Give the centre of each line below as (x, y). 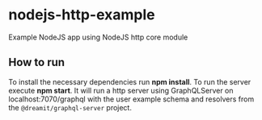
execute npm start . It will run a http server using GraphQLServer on (121, 90)
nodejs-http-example (82, 15)
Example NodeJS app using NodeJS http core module (98, 37)
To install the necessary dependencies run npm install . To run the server (130, 81)
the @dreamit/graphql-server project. (70, 107)
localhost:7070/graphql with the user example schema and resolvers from (131, 99)
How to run (37, 62)
